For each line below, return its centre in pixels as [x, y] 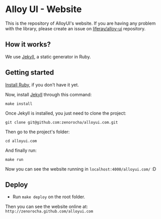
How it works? [28, 45]
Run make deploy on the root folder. [49, 197]
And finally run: [21, 150]
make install [19, 104]
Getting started [30, 72]
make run [14, 159]
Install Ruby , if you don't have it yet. [42, 85]
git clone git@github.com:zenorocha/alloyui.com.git [62, 122]
